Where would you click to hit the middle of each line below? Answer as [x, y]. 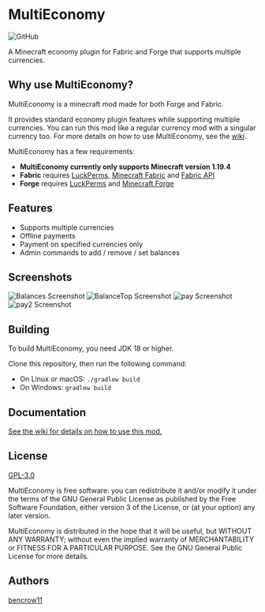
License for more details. [49, 556]
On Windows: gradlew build [65, 388]
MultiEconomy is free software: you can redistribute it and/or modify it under [132, 490]
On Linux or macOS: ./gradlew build [80, 379]
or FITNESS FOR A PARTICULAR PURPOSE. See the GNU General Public [125, 547]
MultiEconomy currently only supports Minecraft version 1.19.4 [125, 167]
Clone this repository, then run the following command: [97, 364]
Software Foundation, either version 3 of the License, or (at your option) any [132, 507]
